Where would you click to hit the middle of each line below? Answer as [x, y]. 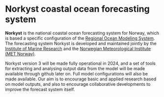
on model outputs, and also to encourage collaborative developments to [78, 84]
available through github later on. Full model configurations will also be [77, 73]
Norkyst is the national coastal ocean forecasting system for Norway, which [82, 33]
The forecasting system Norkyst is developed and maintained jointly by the [81, 43]
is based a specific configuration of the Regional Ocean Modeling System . [80, 38]
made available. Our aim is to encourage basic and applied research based [81, 79]
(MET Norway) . [20, 54]
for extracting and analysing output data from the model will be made [75, 68]
